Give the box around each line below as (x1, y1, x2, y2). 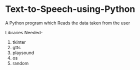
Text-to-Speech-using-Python (5, 3, 135, 15)
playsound (12, 50, 34, 56)
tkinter (12, 39, 26, 45)
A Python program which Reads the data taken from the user (5, 20, 130, 26)
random (12, 60, 29, 66)
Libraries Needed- (5, 29, 43, 35)
